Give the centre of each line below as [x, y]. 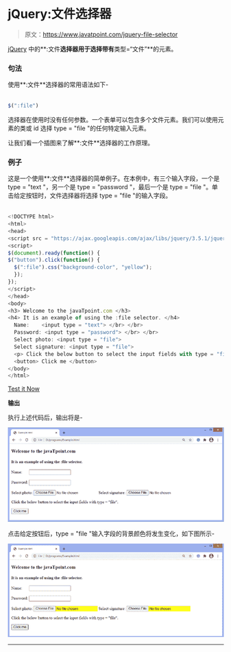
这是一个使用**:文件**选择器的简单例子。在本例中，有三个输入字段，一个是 [114, 178]
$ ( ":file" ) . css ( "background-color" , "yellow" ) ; [83, 267]
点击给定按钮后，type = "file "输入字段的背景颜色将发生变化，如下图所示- [111, 533]
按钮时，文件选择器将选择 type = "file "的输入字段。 [99, 195]
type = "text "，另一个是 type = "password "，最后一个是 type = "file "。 [110, 187]
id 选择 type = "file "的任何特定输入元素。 [92, 128]
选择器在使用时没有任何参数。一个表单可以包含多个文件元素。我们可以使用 [113, 119]
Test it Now [24, 389]
